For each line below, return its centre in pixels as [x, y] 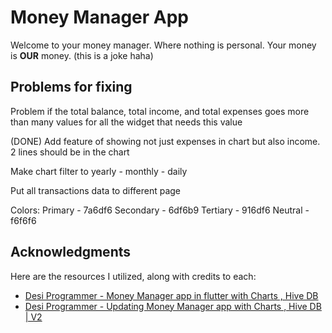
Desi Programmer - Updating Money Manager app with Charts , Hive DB [173, 306]
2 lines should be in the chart [70, 152]
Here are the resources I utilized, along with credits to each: [133, 276]
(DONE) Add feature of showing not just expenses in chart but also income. [165, 141]
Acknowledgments [71, 252]
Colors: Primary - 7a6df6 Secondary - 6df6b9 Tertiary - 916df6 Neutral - [160, 210]
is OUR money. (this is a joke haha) [82, 55]
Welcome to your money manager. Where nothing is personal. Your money [163, 45]
